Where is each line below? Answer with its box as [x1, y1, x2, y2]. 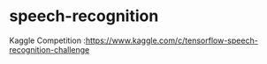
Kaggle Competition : [9, 35, 87, 46]
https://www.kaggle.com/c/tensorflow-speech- [85, 35, 258, 46]
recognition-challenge [9, 44, 90, 54]
